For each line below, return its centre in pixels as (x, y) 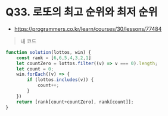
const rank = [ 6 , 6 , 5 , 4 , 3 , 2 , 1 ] (54, 58)
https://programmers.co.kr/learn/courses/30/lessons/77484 (88, 29)
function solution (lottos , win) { (49, 52)
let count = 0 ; (35, 69)
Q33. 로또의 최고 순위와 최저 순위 (82, 12)
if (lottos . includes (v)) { (60, 80)
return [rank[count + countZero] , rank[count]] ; (75, 102)
